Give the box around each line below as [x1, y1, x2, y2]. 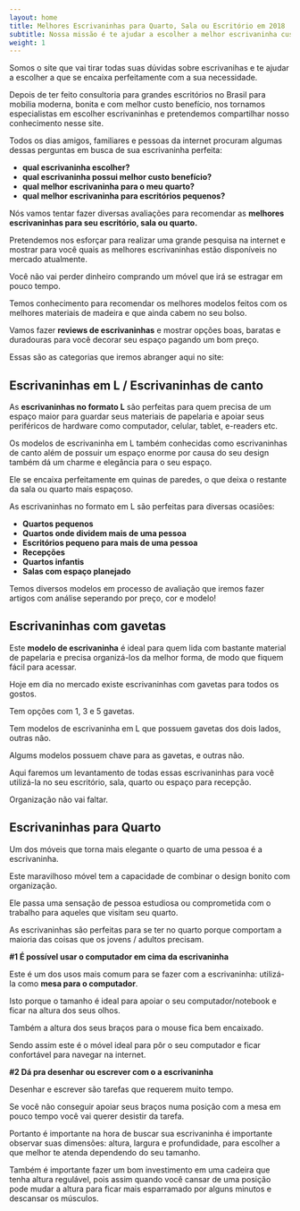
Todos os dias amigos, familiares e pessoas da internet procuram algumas [9, 135, 283, 146]
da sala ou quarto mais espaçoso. [9, 484, 134, 495]
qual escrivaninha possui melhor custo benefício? [21, 172, 212, 183]
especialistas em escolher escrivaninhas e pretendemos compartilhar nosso [9, 108, 290, 119]
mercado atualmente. [9, 254, 87, 265]
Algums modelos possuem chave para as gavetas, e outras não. [9, 749, 246, 761]
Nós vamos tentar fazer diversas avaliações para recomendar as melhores [9, 208, 285, 219]
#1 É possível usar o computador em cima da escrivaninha [9, 951, 229, 962]
